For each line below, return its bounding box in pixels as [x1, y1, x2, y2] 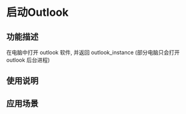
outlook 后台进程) [6, 56, 50, 64]
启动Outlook [6, 5, 69, 19]
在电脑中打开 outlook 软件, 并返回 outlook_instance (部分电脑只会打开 [6, 49, 180, 56]
